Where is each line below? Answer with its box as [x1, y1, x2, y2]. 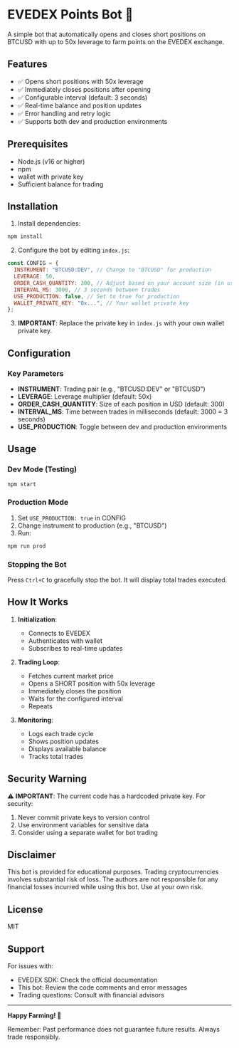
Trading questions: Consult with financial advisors [17, 991, 165, 1000]
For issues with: [7, 962, 53, 970]
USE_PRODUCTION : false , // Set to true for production [14, 293, 180, 300]
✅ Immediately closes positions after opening [17, 85, 152, 93]
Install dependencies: [17, 219, 81, 228]
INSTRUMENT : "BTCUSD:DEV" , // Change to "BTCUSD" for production [14, 266, 212, 273]
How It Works [7, 596, 69, 608]
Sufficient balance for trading [17, 179, 104, 188]
